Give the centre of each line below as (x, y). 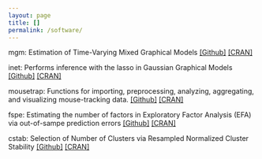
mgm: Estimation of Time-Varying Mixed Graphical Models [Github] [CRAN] (131, 53)
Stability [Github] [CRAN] (49, 147)
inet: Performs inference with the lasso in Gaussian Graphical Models (120, 68)
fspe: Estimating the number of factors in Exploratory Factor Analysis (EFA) (130, 115)
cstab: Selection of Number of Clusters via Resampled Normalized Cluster (129, 139)
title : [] (24, 23)
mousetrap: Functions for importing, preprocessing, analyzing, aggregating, (131, 91)
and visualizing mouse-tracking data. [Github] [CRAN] (96, 100)
